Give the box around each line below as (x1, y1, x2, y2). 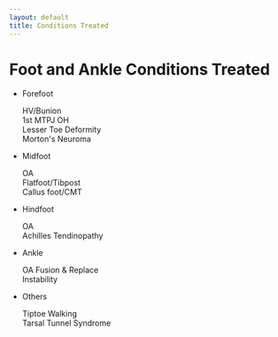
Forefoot (21, 88, 54, 99)
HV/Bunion (21, 105, 62, 116)
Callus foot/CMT (21, 187, 82, 197)
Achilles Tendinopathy (21, 231, 104, 241)
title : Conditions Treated (9, 21, 109, 30)
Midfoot (21, 151, 51, 162)
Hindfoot (21, 204, 55, 215)
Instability (21, 274, 58, 285)
